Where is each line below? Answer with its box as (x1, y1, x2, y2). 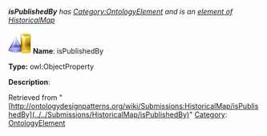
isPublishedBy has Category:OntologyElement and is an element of (8, 7, 233, 16)
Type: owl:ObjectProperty (8, 62, 95, 71)
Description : (8, 78, 51, 86)
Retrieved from (8, 93, 58, 102)
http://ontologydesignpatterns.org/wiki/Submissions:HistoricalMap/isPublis (10, 102, 259, 110)
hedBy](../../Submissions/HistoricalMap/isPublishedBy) (8, 110, 190, 119)
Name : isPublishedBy (32, 46, 104, 55)
